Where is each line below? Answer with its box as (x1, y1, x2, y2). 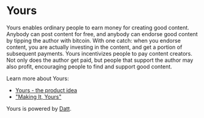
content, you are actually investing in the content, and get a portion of (6, 43, 183, 51)
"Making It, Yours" (15, 93, 62, 100)
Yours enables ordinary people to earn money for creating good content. (6, 24, 190, 31)
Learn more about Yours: (6, 75, 69, 82)
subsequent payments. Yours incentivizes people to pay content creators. (6, 50, 193, 57)
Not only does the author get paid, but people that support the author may (6, 56, 194, 64)
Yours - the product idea (15, 86, 78, 94)
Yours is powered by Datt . (6, 105, 72, 112)
